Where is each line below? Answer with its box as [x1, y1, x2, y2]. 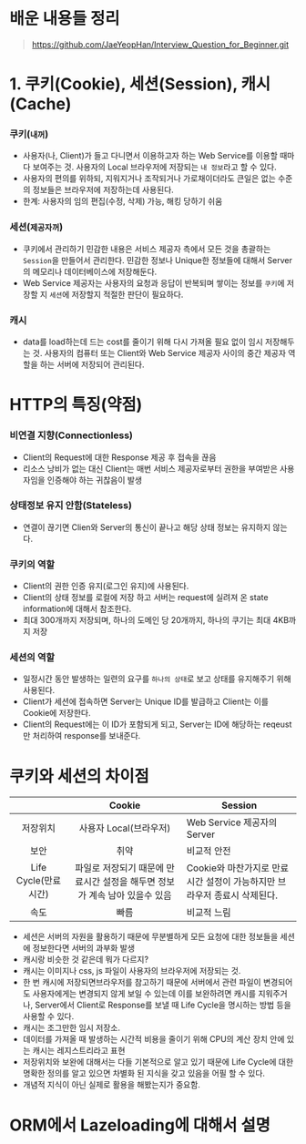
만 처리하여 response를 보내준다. [22, 730, 141, 741]
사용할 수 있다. [22, 1011, 75, 1022]
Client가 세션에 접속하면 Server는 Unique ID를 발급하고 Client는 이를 [22, 696, 269, 707]
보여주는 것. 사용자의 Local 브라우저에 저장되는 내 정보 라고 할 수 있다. [32, 161, 277, 173]
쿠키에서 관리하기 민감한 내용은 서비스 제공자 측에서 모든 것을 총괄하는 [22, 243, 271, 254]
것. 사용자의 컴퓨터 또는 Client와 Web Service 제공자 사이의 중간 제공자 [32, 348, 287, 359]
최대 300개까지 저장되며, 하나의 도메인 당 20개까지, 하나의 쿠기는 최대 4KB [22, 615, 290, 626]
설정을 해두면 [102, 875, 157, 888]
